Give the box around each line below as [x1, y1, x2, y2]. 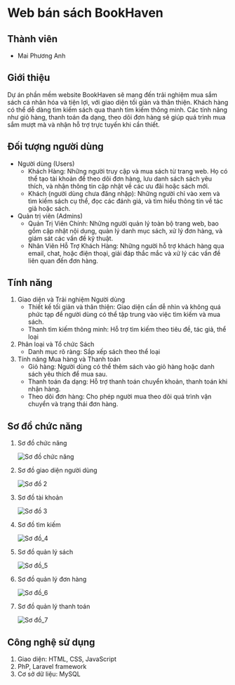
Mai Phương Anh [17, 51, 66, 60]
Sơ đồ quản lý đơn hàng [17, 575, 87, 584]
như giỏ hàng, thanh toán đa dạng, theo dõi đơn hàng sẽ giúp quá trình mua [7, 112, 226, 121]
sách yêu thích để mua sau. [27, 370, 108, 379]
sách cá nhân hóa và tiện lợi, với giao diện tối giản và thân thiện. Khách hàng [7, 98, 229, 106]
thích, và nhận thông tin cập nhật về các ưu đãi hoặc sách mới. [27, 181, 210, 190]
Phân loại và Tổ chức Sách [17, 340, 95, 348]
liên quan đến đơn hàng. [27, 256, 98, 265]
